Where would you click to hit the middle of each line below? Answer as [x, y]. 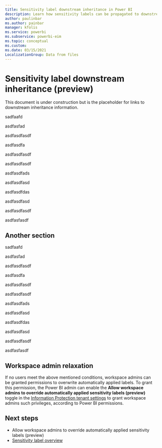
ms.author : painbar [25, 23]
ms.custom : [16, 46]
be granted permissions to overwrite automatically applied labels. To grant [79, 382]
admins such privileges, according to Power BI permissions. [64, 403]
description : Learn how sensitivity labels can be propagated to [72, 14]
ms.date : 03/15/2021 [26, 50]
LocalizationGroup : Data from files [42, 55]
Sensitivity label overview [37, 440]
